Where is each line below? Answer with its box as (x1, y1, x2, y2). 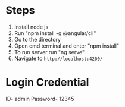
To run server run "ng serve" (14, 48, 85, 55)
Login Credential (5, 75, 89, 89)
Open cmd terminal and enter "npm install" (14, 42, 120, 49)
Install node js (14, 23, 49, 30)
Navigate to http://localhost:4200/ (14, 55, 103, 62)
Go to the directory (14, 36, 61, 43)
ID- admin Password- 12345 (5, 95, 74, 102)
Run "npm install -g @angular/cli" (14, 29, 96, 36)
